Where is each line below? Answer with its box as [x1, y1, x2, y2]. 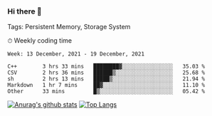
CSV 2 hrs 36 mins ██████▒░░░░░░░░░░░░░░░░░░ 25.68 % [7, 69, 205, 77]
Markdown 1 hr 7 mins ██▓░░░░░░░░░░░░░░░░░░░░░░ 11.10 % [7, 82, 205, 89]
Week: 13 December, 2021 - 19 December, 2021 [7, 51, 144, 58]
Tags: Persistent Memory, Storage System [7, 23, 131, 31]
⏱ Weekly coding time [7, 36, 73, 45]
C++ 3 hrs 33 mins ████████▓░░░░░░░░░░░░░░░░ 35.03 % [7, 63, 205, 70]
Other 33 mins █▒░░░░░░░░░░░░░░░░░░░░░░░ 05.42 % [7, 88, 205, 95]
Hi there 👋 [7, 6, 43, 16]
